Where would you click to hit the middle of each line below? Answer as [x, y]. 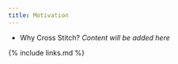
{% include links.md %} [47, 52]
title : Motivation [38, 15]
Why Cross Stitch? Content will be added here [95, 37]
